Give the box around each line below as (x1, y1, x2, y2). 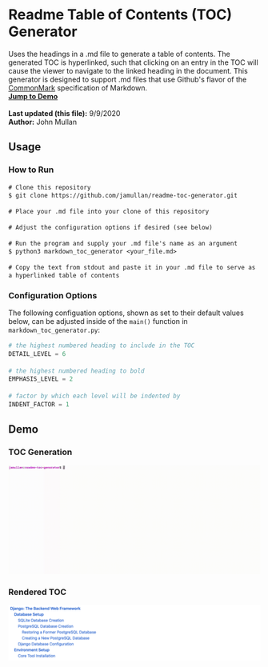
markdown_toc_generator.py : (8, 325, 101, 334)
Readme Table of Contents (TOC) (8, 6, 233, 24)
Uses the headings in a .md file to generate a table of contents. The (8, 49, 230, 58)
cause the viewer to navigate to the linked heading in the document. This (8, 66, 248, 75)
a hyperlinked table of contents (8, 271, 120, 279)
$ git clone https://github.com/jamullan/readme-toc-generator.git (8, 191, 238, 199)
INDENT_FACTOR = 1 (8, 401, 70, 409)
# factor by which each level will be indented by (8, 392, 181, 401)
